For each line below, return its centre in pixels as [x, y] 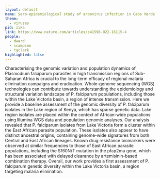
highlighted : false [25, 55]
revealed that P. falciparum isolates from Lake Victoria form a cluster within [80, 125]
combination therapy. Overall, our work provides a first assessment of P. [77, 161]
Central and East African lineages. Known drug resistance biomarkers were [80, 141]
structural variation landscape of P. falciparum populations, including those [80, 94]
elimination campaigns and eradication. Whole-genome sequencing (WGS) [80, 84]
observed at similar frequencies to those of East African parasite [70, 146]
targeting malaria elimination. [34, 171]
